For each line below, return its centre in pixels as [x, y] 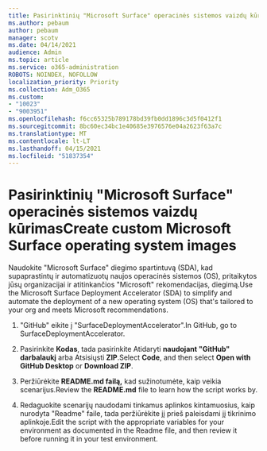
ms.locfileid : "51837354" [51, 156]
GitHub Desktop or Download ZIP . [76, 366]
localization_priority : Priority [64, 82]
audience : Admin [35, 52]
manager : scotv [33, 38]
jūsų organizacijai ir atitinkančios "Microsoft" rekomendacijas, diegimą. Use [130, 285]
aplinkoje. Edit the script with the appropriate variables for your [122, 422]
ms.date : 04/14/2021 [43, 45]
